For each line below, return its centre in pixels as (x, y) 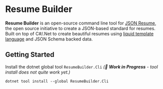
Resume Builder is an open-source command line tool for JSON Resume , (81, 23)
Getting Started (30, 55)
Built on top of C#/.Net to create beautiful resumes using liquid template (79, 33)
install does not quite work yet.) (38, 72)
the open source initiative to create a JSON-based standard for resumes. (80, 28)
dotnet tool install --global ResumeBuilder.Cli (57, 81)
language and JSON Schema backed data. (49, 39)
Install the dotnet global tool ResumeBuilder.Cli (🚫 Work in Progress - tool (81, 66)
